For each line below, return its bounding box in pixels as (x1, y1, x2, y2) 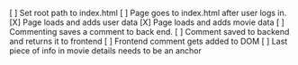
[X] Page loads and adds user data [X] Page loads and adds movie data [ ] (9, 17, 285, 28)
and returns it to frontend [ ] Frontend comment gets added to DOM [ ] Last (9, 36, 288, 46)
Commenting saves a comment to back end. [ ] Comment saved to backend (9, 27, 290, 37)
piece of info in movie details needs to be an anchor (9, 45, 203, 56)
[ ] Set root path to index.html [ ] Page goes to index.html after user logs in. (9, 8, 287, 18)
